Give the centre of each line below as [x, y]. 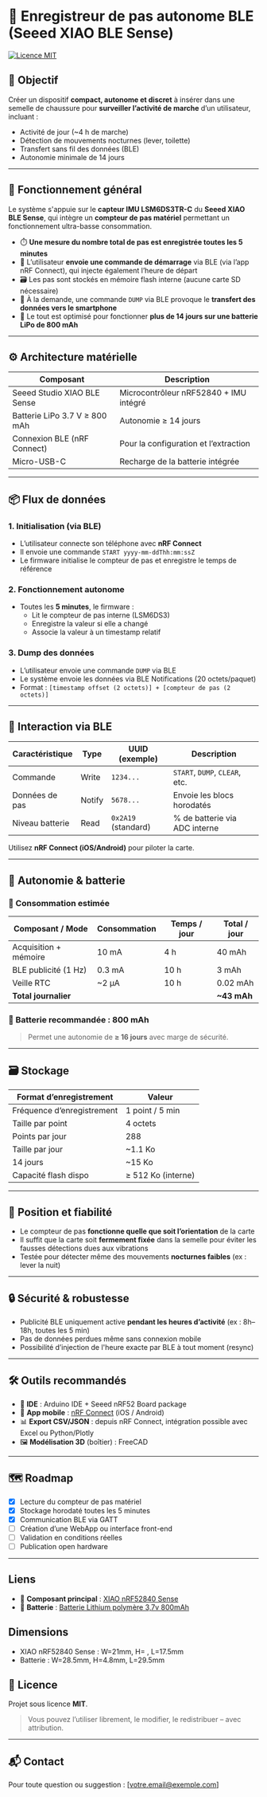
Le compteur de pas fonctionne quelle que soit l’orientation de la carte [137, 1231]
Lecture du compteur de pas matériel [80, 1501]
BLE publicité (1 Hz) [50, 970]
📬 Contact [36, 1762]
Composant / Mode [51, 929]
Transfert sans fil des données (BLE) [79, 149]
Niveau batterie [41, 823]
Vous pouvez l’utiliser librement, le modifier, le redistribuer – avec [134, 1720]
